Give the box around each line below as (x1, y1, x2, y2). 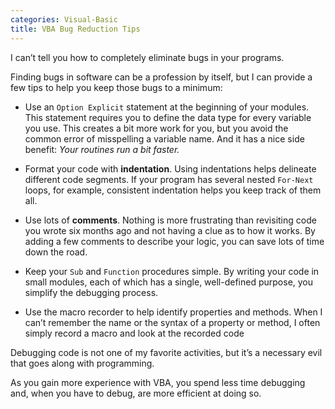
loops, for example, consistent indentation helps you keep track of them (24, 184, 322, 196)
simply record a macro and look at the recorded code (24, 327, 245, 339)
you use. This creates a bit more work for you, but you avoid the (24, 122, 289, 134)
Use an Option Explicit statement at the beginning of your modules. (24, 101, 310, 113)
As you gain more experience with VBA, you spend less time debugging (10, 376, 306, 388)
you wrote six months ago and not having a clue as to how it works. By (24, 224, 316, 236)
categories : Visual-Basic (10, 14, 118, 25)
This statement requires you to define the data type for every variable (24, 111, 312, 123)
